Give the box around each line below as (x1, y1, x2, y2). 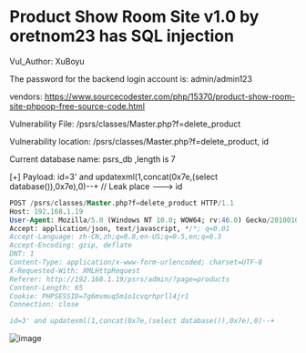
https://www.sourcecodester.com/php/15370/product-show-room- (44, 91, 296, 102)
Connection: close (9, 300, 79, 309)
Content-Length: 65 (9, 283, 84, 292)
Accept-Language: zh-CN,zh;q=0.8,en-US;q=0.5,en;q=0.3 (9, 232, 222, 242)
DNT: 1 (9, 249, 35, 258)
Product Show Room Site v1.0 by (9, 6, 260, 27)
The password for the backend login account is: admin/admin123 (9, 73, 253, 84)
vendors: (9, 91, 43, 102)
